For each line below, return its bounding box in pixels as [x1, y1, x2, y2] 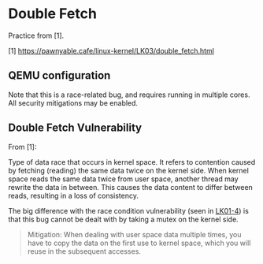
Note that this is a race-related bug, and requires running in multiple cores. [8, 90, 250, 99]
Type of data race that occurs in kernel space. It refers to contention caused [8, 157, 256, 166]
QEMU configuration [8, 69, 111, 83]
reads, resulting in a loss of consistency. [8, 191, 139, 200]
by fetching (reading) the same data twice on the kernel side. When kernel [8, 165, 250, 175]
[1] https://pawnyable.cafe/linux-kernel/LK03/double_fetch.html [8, 46, 215, 55]
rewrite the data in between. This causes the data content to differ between [8, 182, 254, 191]
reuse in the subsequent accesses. [27, 246, 142, 256]
